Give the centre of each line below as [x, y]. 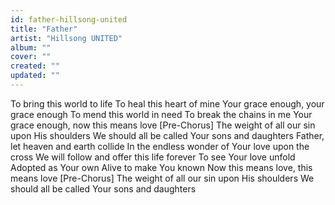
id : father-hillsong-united [69, 19]
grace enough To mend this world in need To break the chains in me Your [161, 114]
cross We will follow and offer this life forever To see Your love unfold [153, 157]
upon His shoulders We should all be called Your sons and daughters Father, [167, 135]
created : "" [35, 66]
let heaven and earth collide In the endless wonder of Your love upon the [160, 146]
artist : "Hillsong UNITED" [66, 38]
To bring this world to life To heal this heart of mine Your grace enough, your [167, 103]
